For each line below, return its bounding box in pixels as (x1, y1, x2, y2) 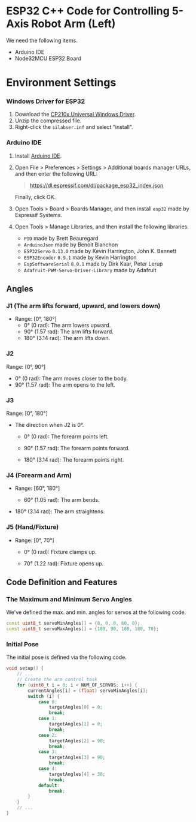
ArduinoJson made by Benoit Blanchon (23, 241, 118, 248)
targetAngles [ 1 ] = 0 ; (48, 721, 103, 727)
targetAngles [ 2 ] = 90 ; (48, 737, 106, 744)
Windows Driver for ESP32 (6, 97, 85, 106)
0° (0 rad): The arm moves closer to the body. (14, 375, 128, 382)
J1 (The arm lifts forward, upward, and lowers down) (6, 302, 161, 310)
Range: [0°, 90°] (6, 363, 46, 370)
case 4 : (38, 766, 58, 772)
